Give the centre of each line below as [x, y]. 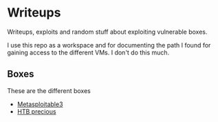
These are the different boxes [49, 90]
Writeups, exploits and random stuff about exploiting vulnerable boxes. [107, 32]
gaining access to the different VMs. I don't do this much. [88, 52]
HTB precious [36, 111]
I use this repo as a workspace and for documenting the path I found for [109, 45]
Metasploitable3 [40, 104]
